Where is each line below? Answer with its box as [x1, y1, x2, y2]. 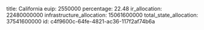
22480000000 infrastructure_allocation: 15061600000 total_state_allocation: [6, 11, 199, 19]
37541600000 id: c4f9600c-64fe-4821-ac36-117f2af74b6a [6, 18, 155, 25]
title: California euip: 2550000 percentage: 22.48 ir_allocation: [6, 5, 163, 12]
